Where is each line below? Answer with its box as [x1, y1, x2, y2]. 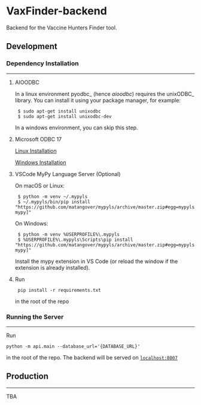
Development [6, 41, 58, 52]
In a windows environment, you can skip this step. [14, 124, 139, 131]
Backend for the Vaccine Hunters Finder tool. [6, 24, 117, 31]
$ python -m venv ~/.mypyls [17, 194, 88, 200]
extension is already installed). [14, 264, 90, 271]
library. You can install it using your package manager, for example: [14, 96, 181, 104]
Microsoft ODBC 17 [14, 135, 62, 143]
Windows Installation [14, 159, 66, 166]
